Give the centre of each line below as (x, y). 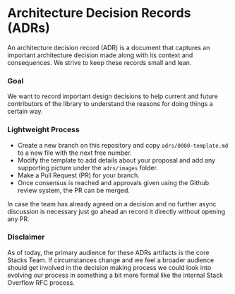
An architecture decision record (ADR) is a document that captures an (109, 47)
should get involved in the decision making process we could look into (109, 267)
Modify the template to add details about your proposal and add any (116, 160)
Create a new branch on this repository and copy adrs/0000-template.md (123, 145)
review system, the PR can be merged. (74, 190)
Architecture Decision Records (99, 13)
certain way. (25, 112)
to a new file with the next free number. (74, 153)
